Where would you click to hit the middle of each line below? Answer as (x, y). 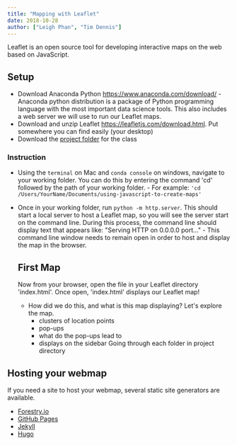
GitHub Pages (38, 419)
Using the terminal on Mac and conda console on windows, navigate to (121, 173)
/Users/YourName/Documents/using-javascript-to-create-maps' (110, 195)
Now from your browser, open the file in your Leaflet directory (108, 284)
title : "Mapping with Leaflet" (53, 14)
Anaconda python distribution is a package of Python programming (116, 102)
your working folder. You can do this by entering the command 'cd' (115, 180)
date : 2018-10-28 (33, 21)
